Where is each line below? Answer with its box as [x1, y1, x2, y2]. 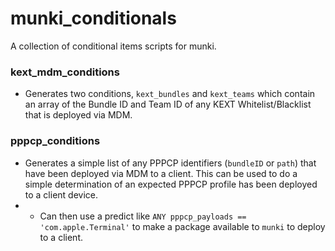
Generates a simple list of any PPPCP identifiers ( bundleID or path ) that [24, 157, 317, 169]
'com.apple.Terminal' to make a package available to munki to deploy [39, 220, 326, 232]
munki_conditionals [10, 7, 177, 30]
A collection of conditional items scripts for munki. [10, 40, 217, 52]
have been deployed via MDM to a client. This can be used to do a [24, 167, 298, 179]
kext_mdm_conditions [10, 65, 120, 79]
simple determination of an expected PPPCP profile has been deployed [24, 178, 318, 190]
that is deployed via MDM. [24, 109, 133, 121]
